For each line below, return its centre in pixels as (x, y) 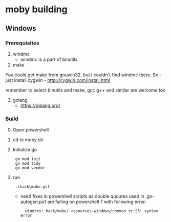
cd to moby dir (28, 140)
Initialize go (25, 150)
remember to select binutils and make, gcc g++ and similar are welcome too (85, 90)
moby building (36, 9)
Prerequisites (22, 43)
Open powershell (31, 130)
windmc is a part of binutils (49, 59)
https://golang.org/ (40, 105)
